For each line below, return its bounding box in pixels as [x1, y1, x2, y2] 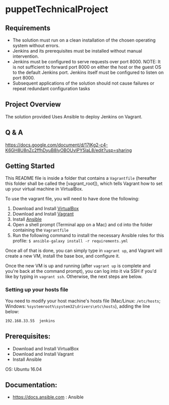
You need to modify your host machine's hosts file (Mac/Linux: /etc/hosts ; [5, 298, 160, 304]
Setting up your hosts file [5, 286, 69, 293]
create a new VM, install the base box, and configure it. [5, 253, 120, 259]
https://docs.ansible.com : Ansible [12, 394, 84, 400]
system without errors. [12, 43, 60, 49]
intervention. [12, 53, 39, 59]
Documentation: [5, 381, 58, 389]
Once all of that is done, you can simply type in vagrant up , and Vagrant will [5, 248, 162, 254]
